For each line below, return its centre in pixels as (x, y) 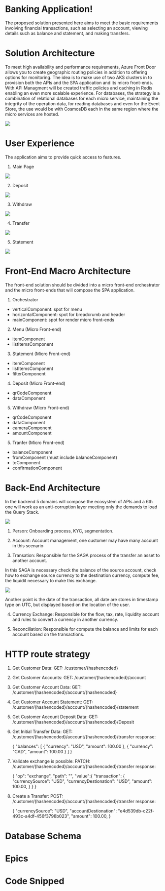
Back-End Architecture (53, 488)
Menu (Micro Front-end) (37, 329)
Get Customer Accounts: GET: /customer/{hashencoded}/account (79, 677)
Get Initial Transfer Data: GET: (42, 731)
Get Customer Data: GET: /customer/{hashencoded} (65, 668)
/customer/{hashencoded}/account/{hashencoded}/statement (75, 707)
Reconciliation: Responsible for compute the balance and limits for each (85, 629)
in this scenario (28, 546)
